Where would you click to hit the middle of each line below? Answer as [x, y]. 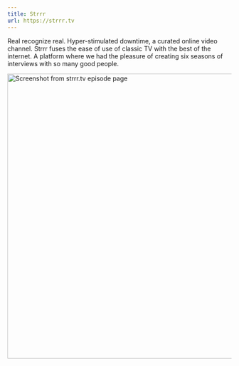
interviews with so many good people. [63, 63]
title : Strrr [27, 14]
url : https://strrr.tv [41, 21]
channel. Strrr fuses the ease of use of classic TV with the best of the [109, 48]
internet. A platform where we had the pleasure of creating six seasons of [115, 56]
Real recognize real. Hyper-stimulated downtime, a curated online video [113, 41]
